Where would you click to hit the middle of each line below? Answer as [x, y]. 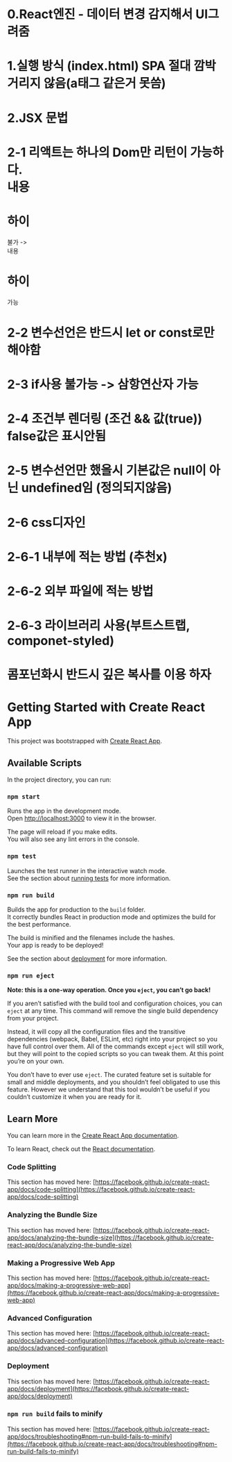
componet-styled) [61, 641]
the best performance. [39, 924]
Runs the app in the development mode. [64, 811]
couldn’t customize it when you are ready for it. [74, 1097]
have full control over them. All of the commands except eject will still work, [116, 1046]
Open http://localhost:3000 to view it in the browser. [82, 818]
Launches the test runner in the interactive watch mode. [87, 870]
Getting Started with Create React [106, 707]
